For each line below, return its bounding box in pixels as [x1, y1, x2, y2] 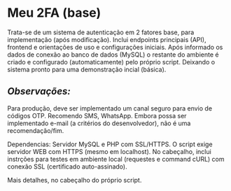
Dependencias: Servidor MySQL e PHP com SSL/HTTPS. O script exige [7, 140, 213, 148]
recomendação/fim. [7, 126, 64, 134]
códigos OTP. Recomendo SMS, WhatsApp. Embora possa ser [7, 111, 187, 120]
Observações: [7, 85, 71, 97]
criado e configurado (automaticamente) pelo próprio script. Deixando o [7, 57, 216, 66]
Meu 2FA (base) [7, 5, 101, 21]
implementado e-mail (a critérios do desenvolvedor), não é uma [7, 119, 191, 127]
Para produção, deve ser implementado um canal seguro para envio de [7, 104, 212, 113]
